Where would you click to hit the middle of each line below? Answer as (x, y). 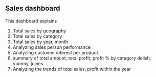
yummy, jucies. (29, 63)
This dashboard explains (31, 21)
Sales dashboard (33, 8)
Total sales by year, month (40, 42)
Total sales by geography (39, 31)
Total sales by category (37, 36)
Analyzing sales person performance (52, 47)
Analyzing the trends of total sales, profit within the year (72, 69)
